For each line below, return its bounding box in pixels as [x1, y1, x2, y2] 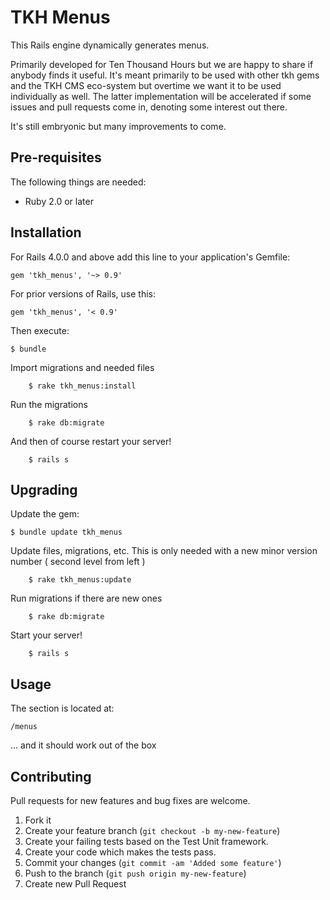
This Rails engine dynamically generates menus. [10, 39, 210, 51]
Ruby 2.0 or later [24, 195, 94, 207]
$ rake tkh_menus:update [28, 575, 132, 585]
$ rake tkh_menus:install [28, 381, 137, 391]
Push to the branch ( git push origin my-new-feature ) [24, 867, 247, 879]
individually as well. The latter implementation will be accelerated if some [10, 90, 312, 102]
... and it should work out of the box [10, 739, 157, 751]
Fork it [24, 814, 52, 826]
